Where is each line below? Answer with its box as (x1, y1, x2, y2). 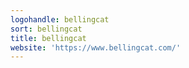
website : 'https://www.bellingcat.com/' (10, 42, 182, 53)
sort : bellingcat (10, 24, 83, 34)
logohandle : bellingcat (10, 14, 110, 25)
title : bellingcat (10, 33, 87, 43)
